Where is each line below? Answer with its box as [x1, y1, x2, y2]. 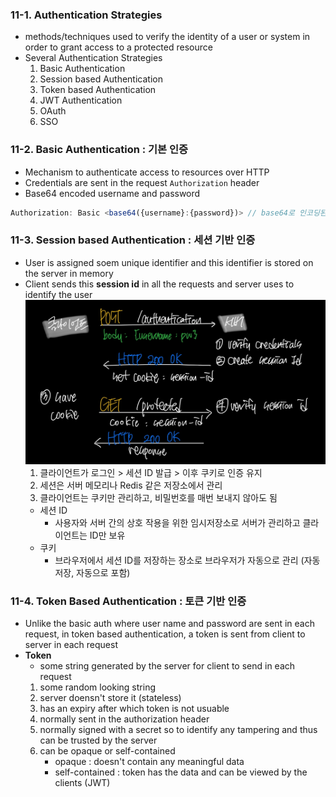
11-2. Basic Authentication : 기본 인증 [10, 143, 189, 157]
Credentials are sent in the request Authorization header [24, 176, 260, 188]
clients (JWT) [54, 777, 111, 789]
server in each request [24, 639, 118, 651]
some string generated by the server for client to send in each [39, 660, 296, 672]
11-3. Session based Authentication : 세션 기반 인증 [10, 233, 256, 247]
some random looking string [39, 681, 156, 693]
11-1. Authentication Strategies [10, 8, 163, 22]
